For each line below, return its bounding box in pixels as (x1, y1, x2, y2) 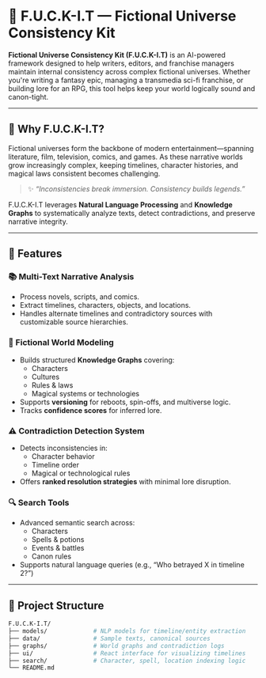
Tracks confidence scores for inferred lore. (19, 405, 162, 415)
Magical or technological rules (31, 468, 131, 478)
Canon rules (31, 551, 72, 561)
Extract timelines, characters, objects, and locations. (19, 301, 192, 310)
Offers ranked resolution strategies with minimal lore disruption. (19, 477, 231, 487)
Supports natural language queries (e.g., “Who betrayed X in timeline (19, 560, 245, 570)
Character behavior (31, 452, 95, 461)
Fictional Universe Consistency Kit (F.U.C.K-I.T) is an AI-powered (8, 50, 226, 59)
